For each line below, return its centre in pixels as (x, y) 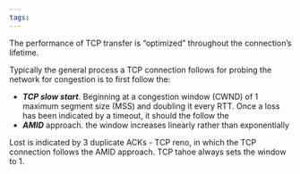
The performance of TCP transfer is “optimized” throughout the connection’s (150, 43)
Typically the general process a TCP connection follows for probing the (141, 70)
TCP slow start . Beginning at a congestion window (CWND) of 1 (140, 96)
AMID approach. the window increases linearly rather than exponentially (155, 125)
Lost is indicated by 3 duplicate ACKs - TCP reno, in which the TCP (133, 142)
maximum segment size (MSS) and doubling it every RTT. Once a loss (151, 106)
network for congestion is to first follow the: (90, 79)
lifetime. (24, 52)
